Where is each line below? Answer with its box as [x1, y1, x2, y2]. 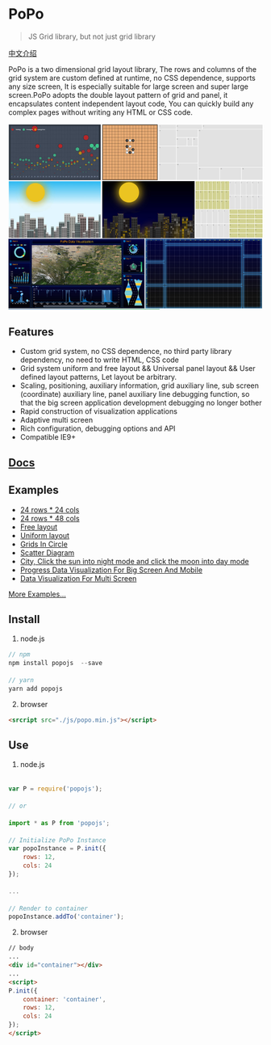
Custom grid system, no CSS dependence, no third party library [19, 347, 232, 356]
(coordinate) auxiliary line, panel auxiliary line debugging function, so [19, 390, 250, 399]
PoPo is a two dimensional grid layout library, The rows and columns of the [8, 64, 256, 74]
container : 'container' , [23, 995, 106, 1003]
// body [8, 944, 35, 952]
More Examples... [8, 589, 66, 599]
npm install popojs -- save [8, 659, 103, 668]
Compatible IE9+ [19, 432, 77, 442]
